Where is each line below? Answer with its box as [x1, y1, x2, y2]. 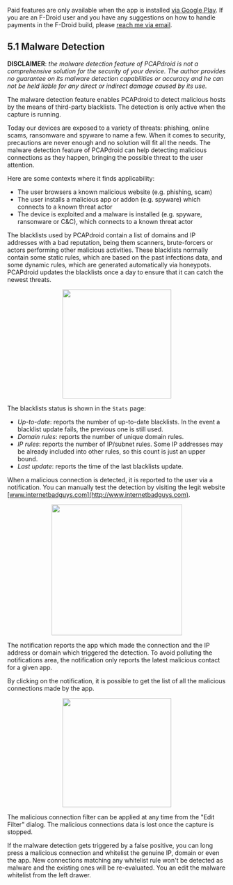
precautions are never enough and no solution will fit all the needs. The [7, 138, 211, 147]
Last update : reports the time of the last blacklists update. [17, 462, 184, 470]
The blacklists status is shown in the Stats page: [7, 404, 146, 412]
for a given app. [7, 663, 53, 671]
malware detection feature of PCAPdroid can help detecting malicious [7, 146, 207, 154]
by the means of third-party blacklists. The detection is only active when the [7, 103, 226, 111]
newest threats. [7, 275, 52, 283]
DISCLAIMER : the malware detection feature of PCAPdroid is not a [7, 59, 199, 68]
